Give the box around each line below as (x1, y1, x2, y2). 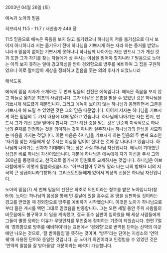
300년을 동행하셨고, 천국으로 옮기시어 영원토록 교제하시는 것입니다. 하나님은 (5, 157, 154, 163)
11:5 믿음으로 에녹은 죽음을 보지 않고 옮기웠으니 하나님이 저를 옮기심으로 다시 (5, 36, 154, 42)
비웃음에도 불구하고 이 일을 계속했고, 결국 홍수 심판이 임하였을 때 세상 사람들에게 (5, 212, 161, 217)
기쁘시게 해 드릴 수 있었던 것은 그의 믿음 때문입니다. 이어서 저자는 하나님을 (5, 107, 149, 113)
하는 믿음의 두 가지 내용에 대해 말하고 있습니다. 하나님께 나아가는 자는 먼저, (10, 114, 156, 119)
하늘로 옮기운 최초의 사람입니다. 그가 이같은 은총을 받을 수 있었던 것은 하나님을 (10, 95, 162, 101)
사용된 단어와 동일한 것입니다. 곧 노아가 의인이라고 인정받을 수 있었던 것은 (15, 237, 158, 242)
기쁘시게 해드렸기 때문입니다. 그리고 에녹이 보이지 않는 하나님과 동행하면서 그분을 (5, 101, 163, 107)
